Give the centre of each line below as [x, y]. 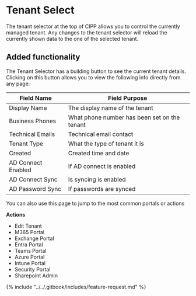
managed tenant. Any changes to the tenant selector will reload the [87, 32]
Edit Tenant [28, 226]
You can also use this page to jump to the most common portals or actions [95, 203]
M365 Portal [29, 232]
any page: [18, 83]
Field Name [36, 98]
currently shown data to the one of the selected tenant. [72, 39]
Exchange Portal [34, 238]
